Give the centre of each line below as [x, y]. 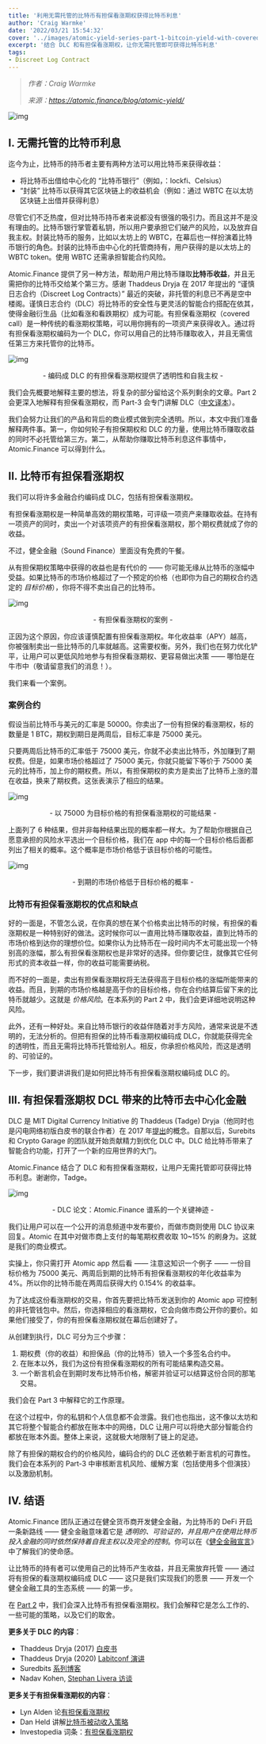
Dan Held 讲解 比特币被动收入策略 [74, 1722]
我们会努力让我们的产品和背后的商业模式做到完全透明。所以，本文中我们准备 [133, 419]
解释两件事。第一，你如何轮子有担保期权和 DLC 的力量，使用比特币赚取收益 [131, 428]
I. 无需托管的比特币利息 [65, 143]
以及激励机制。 [32, 1473]
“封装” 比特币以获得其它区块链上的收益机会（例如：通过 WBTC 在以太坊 [136, 190]
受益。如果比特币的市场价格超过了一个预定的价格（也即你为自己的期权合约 [129, 577]
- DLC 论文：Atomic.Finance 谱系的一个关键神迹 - [133, 1209]
